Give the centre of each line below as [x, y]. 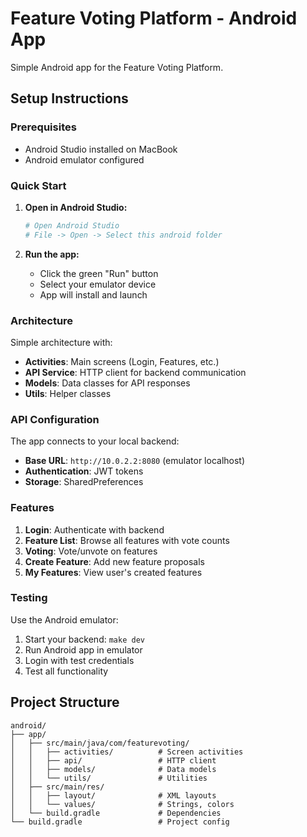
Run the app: [52, 254]
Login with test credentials [79, 660]
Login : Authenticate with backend [94, 529]
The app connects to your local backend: [95, 441]
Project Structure [65, 702]
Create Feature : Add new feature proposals [114, 561]
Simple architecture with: [61, 342]
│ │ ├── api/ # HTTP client [113, 760]
